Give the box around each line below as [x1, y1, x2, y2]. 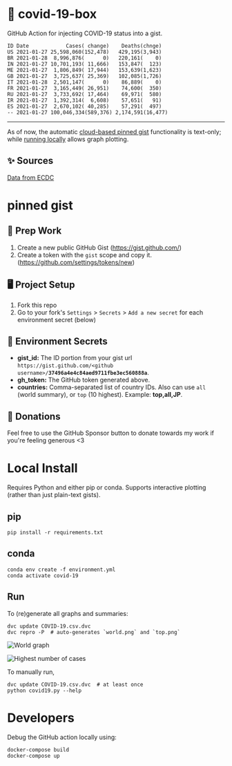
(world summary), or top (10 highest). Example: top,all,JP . [17, 391, 183, 399]
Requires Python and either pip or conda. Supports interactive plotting [7, 483, 206, 492]
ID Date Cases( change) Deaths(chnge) [7, 42, 162, 49]
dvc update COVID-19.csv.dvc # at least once [7, 681, 144, 688]
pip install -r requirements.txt [7, 529, 104, 536]
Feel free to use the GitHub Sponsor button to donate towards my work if [7, 429, 215, 438]
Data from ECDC [7, 173, 55, 182]
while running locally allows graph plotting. [7, 135, 129, 143]
